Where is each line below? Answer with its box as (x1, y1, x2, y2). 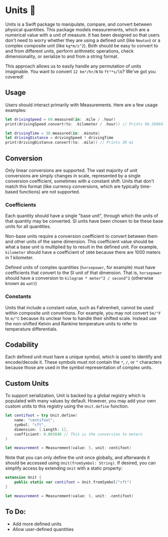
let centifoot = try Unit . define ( (5, 413, 78, 418)
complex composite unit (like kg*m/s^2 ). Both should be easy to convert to (5, 42, 158, 48)
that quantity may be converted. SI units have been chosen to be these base (5, 218, 163, 224)
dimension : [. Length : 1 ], (14, 427, 69, 432)
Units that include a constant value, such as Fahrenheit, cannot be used (5, 304, 154, 310)
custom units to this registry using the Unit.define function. (5, 403, 129, 410)
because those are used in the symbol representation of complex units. (5, 365, 153, 371)
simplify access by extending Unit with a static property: (5, 465, 123, 472)
